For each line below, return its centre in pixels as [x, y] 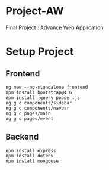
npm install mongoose [32, 161]
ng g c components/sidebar [39, 103]
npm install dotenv [30, 156]
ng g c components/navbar [37, 108]
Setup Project [40, 52]
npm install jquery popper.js [43, 98]
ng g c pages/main [28, 113]
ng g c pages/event [30, 118]
